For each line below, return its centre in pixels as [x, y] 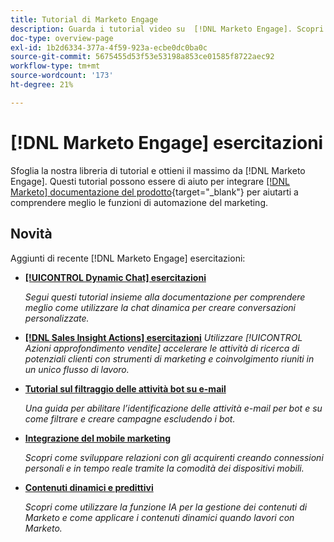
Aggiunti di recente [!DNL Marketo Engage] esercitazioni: [128, 258]
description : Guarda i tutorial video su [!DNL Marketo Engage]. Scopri [167, 29]
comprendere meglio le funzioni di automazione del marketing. [139, 202]
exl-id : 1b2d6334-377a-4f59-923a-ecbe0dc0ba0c [109, 47]
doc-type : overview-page [62, 38]
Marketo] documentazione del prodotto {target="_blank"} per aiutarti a [154, 192]
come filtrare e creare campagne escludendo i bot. [130, 418]
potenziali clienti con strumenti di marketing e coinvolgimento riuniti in [169, 358]
